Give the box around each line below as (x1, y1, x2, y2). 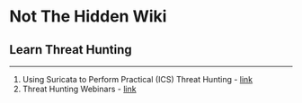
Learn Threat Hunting (9, 42, 132, 57)
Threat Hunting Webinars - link (22, 83, 137, 94)
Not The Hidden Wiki (9, 6, 167, 27)
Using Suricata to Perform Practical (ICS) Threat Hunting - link (22, 74, 253, 84)
